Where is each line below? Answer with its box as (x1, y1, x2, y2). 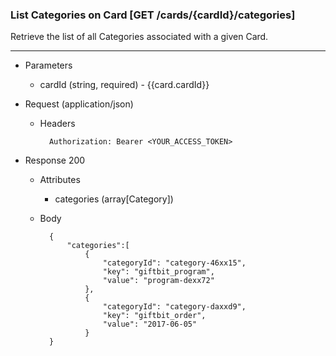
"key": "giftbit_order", (102, 311, 207, 321)
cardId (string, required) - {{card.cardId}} (39, 79, 210, 91)
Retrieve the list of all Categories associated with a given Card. (10, 31, 269, 43)
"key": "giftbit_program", (102, 267, 215, 277)
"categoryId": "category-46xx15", (102, 258, 247, 268)
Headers (39, 118, 76, 130)
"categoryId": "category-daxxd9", (102, 302, 247, 312)
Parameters (24, 59, 73, 72)
